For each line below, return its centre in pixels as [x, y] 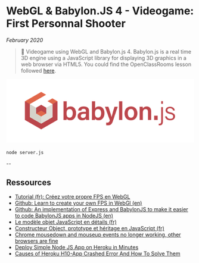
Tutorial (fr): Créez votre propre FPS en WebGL [72, 197]
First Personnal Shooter [66, 24]
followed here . [38, 70]
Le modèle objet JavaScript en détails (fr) [66, 222]
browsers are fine [36, 241]
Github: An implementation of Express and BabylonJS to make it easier [102, 209]
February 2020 [25, 40]
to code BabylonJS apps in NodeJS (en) [64, 216]
